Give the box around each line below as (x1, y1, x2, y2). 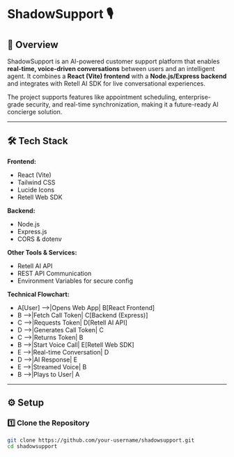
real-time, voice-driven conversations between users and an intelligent (7, 65, 215, 72)
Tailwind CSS (17, 178, 56, 186)
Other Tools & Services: (7, 248, 77, 256)
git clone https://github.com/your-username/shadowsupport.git (7, 437, 195, 444)
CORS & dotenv (17, 235, 63, 243)
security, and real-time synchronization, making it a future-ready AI (25, 100, 219, 109)
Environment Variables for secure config (17, 277, 134, 285)
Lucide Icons (17, 185, 54, 194)
